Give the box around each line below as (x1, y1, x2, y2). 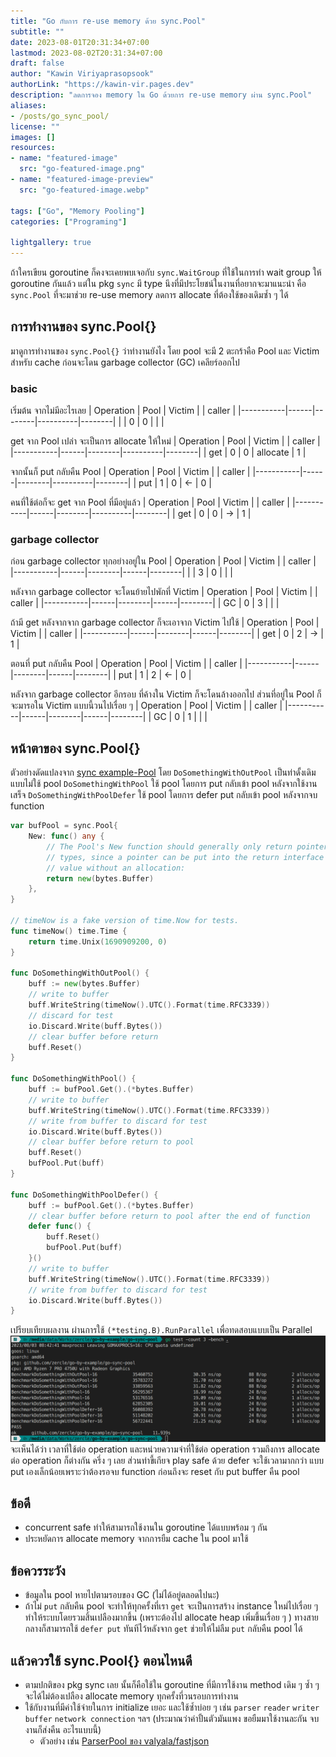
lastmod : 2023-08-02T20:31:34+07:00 (10, 48, 163, 58)
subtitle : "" (10, 26, 65, 37)
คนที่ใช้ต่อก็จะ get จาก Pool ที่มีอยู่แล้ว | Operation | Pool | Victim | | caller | (10, 496, 290, 509)
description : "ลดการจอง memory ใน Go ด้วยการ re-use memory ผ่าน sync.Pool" (10, 90, 313, 100)
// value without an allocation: (46, 863, 186, 873)
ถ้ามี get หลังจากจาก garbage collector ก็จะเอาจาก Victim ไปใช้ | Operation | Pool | (10, 616, 320, 629)
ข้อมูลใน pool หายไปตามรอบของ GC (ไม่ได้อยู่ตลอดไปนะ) (24, 1589, 220, 1601)
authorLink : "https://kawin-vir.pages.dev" (10, 80, 195, 90)
